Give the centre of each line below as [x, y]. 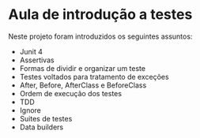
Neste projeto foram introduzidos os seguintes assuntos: [100, 36]
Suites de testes [46, 118]
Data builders [42, 127]
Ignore [30, 110]
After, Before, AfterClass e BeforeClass [83, 85]
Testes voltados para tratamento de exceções [94, 76]
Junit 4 [31, 51]
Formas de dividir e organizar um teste [83, 68]
